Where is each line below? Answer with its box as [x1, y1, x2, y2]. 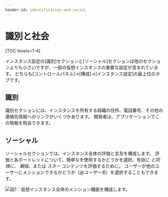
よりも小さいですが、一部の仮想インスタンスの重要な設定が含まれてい [9, 64, 154, 71]
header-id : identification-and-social [5, 7, 86, 13]
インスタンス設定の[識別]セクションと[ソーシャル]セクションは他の [5, 58, 143, 64]
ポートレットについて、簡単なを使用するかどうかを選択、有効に [18, 157, 150, 163]
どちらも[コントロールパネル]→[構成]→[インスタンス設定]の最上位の [15, 71, 156, 77]
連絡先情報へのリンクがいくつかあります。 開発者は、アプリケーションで [5, 114, 155, 120]
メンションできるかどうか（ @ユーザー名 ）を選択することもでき [22, 169, 154, 175]
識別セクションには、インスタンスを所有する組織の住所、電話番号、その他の [5, 107, 163, 113]
